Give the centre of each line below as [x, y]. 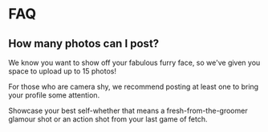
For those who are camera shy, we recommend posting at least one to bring [134, 86]
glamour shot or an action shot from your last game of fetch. [108, 119]
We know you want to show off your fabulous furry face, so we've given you [134, 62]
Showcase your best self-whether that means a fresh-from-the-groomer [128, 110]
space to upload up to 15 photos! [62, 71]
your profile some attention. [54, 95]
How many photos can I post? [84, 44]
